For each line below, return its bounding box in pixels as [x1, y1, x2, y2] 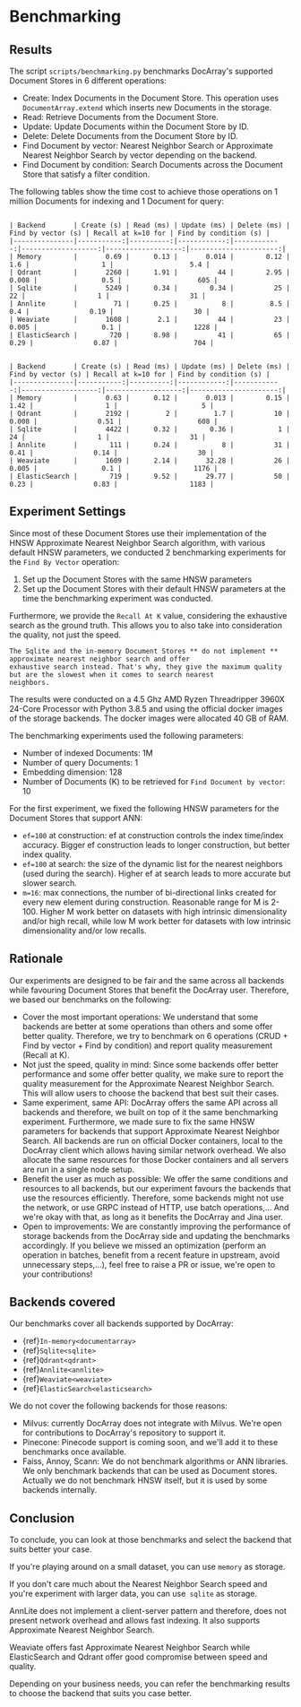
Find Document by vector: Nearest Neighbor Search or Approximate [21, 141, 273, 151]
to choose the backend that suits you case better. [9, 1688, 193, 1699]
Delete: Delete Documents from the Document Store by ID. [21, 131, 238, 141]
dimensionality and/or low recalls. [21, 925, 147, 936]
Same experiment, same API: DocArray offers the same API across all [21, 1096, 279, 1108]
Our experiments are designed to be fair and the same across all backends [9, 975, 285, 985]
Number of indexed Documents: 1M [21, 747, 154, 758]
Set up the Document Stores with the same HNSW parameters [21, 574, 253, 585]
